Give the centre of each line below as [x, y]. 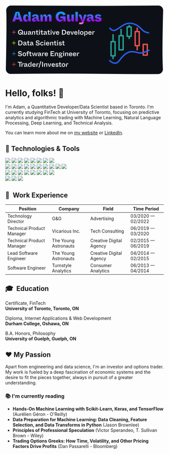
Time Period [146, 208]
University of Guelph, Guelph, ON [41, 339]
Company [69, 208]
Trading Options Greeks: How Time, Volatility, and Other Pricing [80, 441]
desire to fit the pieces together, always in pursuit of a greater [69, 377]
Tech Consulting [107, 231]
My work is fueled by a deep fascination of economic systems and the [78, 372]
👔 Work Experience [36, 195]
